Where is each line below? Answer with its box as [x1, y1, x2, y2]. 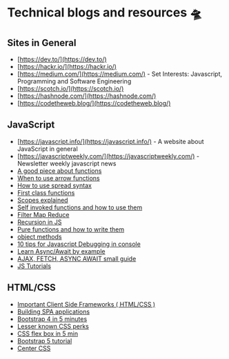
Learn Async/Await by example [17, 247, 106, 255]
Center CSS [17, 344, 51, 352]
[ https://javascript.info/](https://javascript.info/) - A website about [17, 137, 205, 145]
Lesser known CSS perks [17, 322, 90, 330]
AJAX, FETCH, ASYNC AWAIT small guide [17, 254, 137, 263]
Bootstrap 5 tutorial [17, 336, 72, 345]
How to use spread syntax [17, 181, 92, 189]
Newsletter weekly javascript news [17, 159, 117, 167]
